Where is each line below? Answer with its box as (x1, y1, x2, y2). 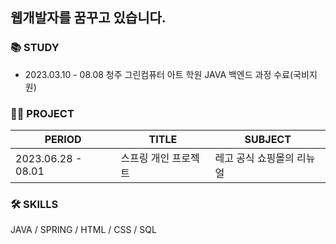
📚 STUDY (10, 41, 60, 55)
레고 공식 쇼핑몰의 (214, 151, 295, 165)
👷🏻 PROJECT (10, 106, 75, 120)
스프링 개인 (120, 151, 170, 165)
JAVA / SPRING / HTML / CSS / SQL (10, 224, 157, 236)
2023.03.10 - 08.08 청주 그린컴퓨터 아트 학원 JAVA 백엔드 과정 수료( (24, 68, 294, 80)
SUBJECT (244, 132, 292, 146)
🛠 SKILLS (10, 197, 59, 211)
